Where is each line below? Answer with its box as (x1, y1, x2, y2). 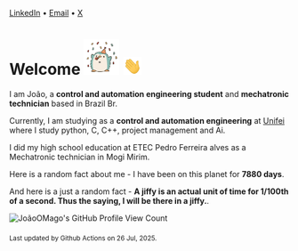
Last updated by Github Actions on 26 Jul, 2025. (9, 233, 157, 243)
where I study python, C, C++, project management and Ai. (9, 125, 226, 135)
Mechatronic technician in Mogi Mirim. (9, 151, 150, 162)
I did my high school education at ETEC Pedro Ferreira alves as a (9, 142, 246, 152)
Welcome (9, 60, 81, 79)
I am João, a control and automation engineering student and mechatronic (9, 88, 289, 99)
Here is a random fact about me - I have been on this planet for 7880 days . (9, 168, 285, 179)
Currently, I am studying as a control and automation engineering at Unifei (9, 115, 285, 125)
